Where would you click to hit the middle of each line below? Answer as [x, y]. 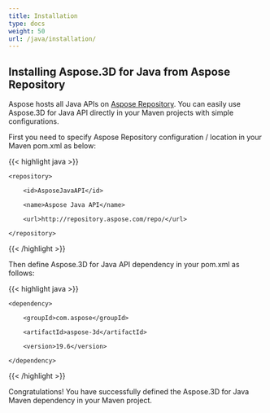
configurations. [34, 121]
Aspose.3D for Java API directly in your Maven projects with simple [121, 113]
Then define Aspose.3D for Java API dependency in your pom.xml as [124, 265]
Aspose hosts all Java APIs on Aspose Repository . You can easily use [125, 104]
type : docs [27, 24]
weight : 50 [27, 31]
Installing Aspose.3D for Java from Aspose [119, 71]
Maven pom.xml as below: [52, 146]
